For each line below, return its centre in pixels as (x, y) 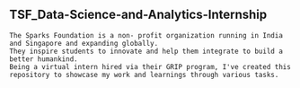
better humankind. (44, 59)
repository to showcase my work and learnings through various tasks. (144, 75)
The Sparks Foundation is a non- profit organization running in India (146, 35)
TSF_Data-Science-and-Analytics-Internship (138, 15)
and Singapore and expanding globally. (84, 43)
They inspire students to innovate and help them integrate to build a (146, 51)
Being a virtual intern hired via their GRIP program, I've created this (150, 66)
